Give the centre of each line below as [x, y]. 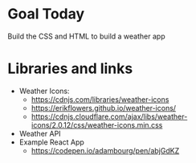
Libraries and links [70, 69]
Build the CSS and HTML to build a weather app [86, 36]
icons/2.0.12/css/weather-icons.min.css [97, 124]
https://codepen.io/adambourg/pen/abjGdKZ [105, 150]
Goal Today [46, 14]
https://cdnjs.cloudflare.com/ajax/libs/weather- [109, 116]
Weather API [40, 133]
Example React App [52, 142]
